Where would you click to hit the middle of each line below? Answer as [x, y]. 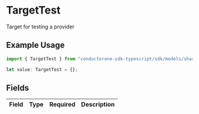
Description [98, 105]
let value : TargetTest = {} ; [42, 69]
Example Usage [36, 45]
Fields [18, 88]
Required [62, 105]
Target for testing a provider [41, 27]
